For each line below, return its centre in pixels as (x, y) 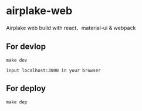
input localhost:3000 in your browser (53, 70)
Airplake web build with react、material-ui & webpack (71, 28)
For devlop (26, 47)
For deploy (26, 88)
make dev (17, 60)
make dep (17, 102)
